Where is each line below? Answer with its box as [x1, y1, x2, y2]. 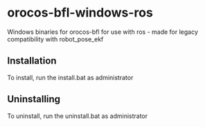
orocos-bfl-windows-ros [7, 5, 154, 21]
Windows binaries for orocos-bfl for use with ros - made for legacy [7, 28, 199, 36]
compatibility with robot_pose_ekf [7, 35, 104, 43]
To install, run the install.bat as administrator [7, 73, 134, 81]
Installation [7, 55, 57, 67]
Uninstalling [7, 93, 61, 105]
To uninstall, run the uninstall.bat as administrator [7, 112, 148, 120]
